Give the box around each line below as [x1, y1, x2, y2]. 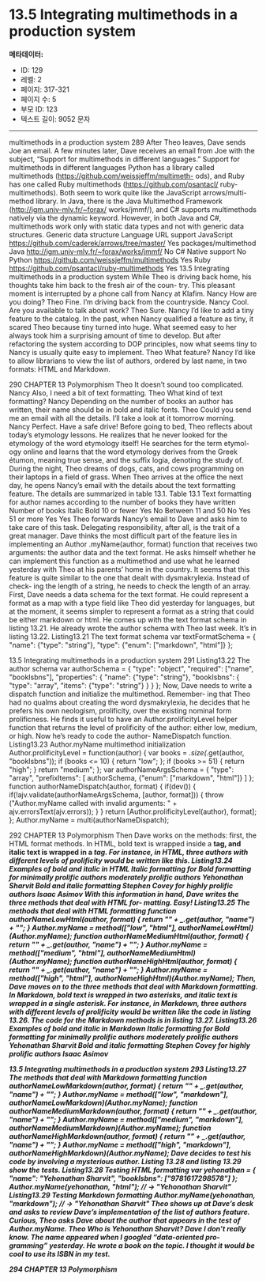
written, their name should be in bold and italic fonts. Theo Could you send [9, 405, 252, 414]
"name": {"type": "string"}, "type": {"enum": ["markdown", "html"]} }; [9, 640, 234, 649]
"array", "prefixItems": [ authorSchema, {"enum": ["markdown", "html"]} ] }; [9, 773, 255, 782]
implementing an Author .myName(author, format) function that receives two [9, 539, 258, 549]
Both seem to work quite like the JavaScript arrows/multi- [59, 187, 247, 197]
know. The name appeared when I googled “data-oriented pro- [9, 1232, 220, 1242]
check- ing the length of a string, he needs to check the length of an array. [9, 581, 252, 591]
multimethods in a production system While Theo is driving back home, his [9, 271, 252, 282]
